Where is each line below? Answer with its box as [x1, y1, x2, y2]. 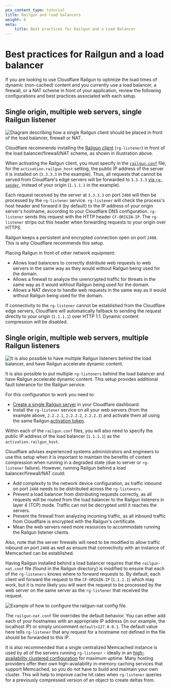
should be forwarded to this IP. [5, 634, 70, 640]
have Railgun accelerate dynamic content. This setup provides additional [5, 376, 158, 382]
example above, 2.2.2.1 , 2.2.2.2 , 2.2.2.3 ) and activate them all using [12, 412, 160, 418]
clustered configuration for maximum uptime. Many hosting [29, 655, 154, 661]
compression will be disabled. [5, 318, 68, 325]
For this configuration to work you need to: [5, 391, 95, 397]
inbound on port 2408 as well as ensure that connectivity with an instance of [5, 544, 165, 551]
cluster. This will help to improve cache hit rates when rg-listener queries [5, 671, 162, 677]
